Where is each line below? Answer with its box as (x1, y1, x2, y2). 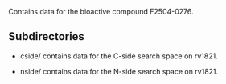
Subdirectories (8, 30, 84, 43)
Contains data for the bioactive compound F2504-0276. (8, 7, 195, 16)
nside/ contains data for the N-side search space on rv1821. (19, 66, 219, 76)
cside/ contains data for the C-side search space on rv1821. (19, 51, 219, 61)
